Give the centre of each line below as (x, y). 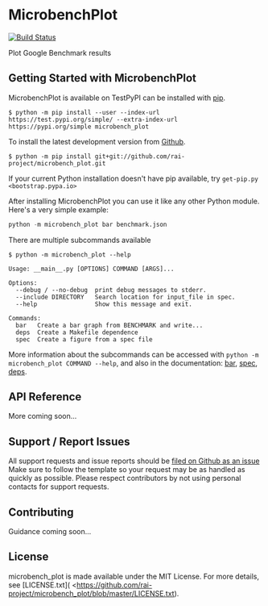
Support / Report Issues (69, 441)
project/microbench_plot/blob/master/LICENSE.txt (91, 593)
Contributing (41, 512)
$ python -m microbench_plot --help (70, 255)
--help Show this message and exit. (104, 304)
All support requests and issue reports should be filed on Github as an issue (134, 461)
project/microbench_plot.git (57, 163)
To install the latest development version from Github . (97, 141)
